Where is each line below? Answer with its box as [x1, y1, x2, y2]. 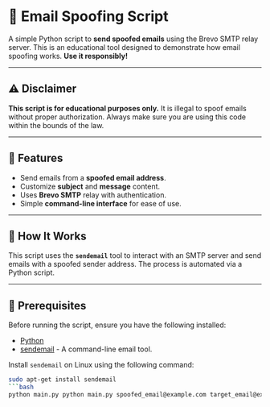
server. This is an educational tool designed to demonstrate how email [8, 42, 241, 52]
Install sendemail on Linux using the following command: [8, 360, 194, 370]
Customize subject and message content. [19, 181, 161, 191]
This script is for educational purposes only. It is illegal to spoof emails [8, 103, 247, 113]
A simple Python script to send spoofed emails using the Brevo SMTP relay [8, 34, 259, 44]
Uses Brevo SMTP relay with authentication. [19, 189, 167, 200]
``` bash [8, 383, 35, 392]
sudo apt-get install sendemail [8, 376, 117, 384]
